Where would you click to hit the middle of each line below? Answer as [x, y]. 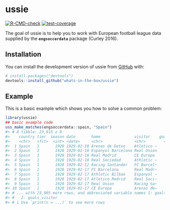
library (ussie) [21, 118]
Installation [23, 54]
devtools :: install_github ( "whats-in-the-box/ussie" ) [62, 80]
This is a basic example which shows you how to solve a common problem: [83, 109]
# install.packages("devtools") [39, 76]
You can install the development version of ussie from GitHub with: [75, 66]
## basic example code [29, 122]
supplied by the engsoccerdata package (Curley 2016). [62, 38]
